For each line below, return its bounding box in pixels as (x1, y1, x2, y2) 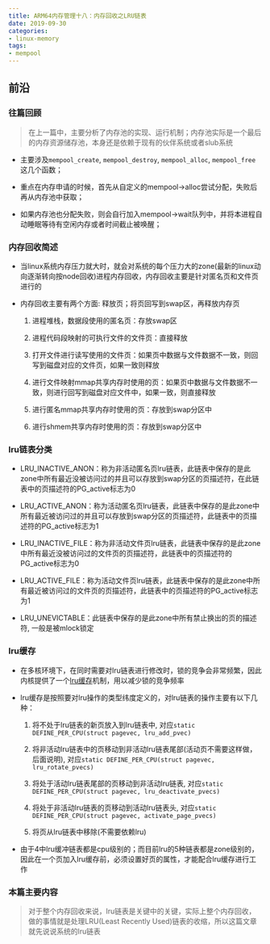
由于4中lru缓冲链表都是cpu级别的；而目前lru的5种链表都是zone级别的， (19, 844, 260, 854)
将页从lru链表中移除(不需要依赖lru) (31, 827, 147, 837)
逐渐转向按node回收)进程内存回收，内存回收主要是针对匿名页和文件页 (27, 271, 260, 281)
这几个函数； (19, 165, 63, 174)
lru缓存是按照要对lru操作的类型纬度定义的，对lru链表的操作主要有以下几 (19, 692, 258, 703)
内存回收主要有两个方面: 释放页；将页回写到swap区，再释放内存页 (19, 298, 240, 308)
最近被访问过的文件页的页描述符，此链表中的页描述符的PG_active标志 (27, 586, 259, 596)
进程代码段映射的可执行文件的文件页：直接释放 (31, 333, 188, 342)
